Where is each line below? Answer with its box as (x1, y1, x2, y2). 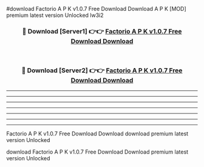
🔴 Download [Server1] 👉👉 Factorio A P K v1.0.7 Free (22, 27, 182, 35)
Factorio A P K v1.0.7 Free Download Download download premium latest (6, 130, 189, 137)
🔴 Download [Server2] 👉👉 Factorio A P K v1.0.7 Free (21, 66, 183, 75)
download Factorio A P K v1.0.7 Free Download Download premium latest (6, 148, 189, 155)
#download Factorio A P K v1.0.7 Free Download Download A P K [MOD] (6, 5, 186, 12)
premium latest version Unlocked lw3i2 (6, 12, 104, 19)
